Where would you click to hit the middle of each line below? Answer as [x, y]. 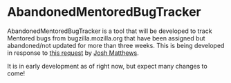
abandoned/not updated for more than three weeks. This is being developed [116, 45]
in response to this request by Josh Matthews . [73, 53]
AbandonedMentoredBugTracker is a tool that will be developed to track [110, 31]
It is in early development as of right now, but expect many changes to [107, 66]
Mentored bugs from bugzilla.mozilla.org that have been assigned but [106, 38]
